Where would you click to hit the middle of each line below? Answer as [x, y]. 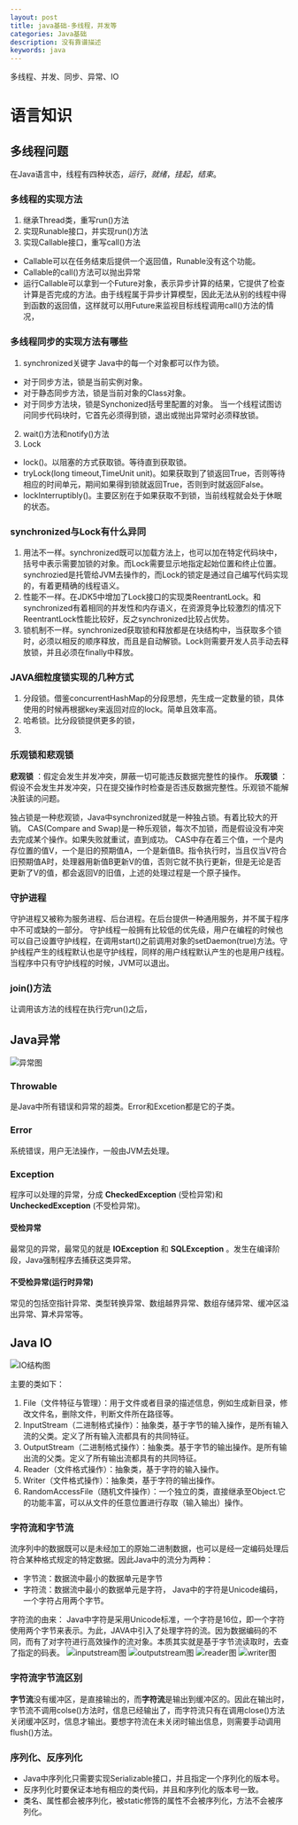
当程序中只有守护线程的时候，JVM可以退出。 [92, 963]
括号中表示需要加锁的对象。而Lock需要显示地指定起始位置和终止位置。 [152, 564]
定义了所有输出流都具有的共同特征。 [135, 1458]
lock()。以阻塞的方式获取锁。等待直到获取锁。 [107, 462]
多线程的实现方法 [46, 199]
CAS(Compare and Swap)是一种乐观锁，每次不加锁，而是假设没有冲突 [155, 828]
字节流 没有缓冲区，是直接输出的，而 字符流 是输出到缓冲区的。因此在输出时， [149, 1699]
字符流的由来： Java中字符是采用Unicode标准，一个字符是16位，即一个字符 [148, 1619]
